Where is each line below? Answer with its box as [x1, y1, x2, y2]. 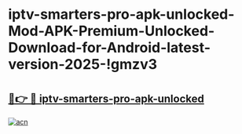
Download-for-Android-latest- [8, 39, 211, 56]
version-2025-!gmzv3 [8, 56, 158, 74]
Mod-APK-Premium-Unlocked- [8, 22, 215, 40]
